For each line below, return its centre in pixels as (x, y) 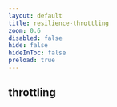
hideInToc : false (37, 53)
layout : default (35, 16)
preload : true (32, 61)
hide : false (28, 46)
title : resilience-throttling (59, 23)
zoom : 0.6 (25, 30)
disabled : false (35, 38)
